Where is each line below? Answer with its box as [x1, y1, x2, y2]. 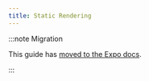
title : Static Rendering [8, 11, 92, 20]
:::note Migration [8, 34, 63, 43]
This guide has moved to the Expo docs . [8, 49, 143, 59]
